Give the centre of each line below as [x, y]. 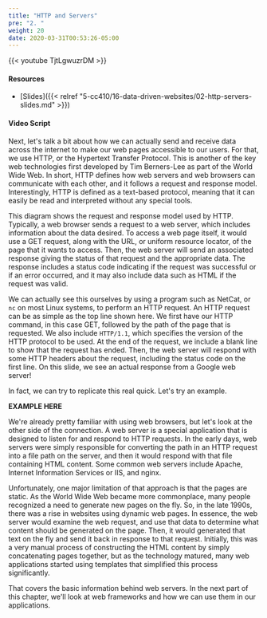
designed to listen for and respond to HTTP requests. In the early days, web [133, 439]
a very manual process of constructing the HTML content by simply [119, 547]
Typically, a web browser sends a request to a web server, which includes [130, 224]
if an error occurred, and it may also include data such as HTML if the [122, 275]
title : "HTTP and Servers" [53, 16]
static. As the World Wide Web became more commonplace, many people [130, 496]
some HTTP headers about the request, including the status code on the [127, 358]
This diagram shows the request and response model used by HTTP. [121, 215]
